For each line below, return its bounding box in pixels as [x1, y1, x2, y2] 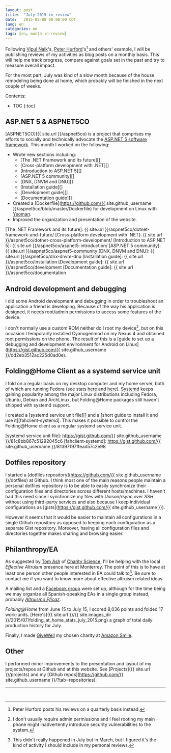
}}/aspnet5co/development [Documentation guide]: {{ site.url [5, 264, 133, 271]
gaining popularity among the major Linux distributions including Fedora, [5, 391, 158, 397]
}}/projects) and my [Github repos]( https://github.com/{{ [5, 671, 124, 678]
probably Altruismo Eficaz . [5, 597, 61, 603]
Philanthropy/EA [5, 545, 59, 553]
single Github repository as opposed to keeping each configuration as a [5, 519, 156, 525]
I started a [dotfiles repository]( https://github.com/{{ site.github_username [5, 472, 161, 478]
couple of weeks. [5, 83, 42, 89]
